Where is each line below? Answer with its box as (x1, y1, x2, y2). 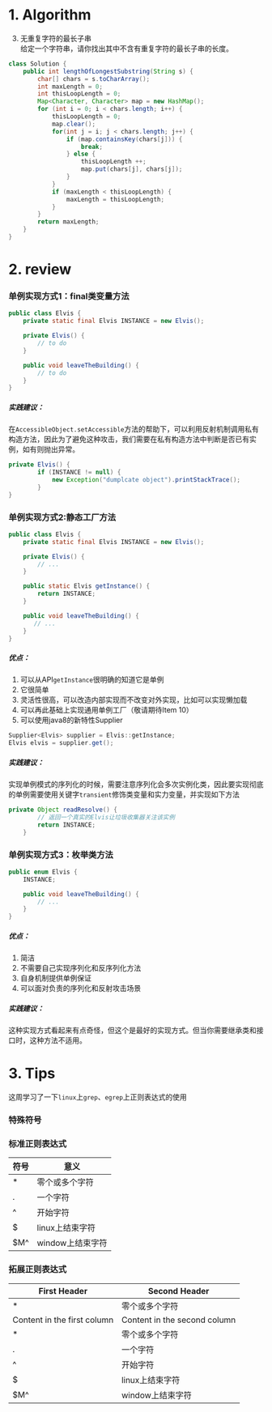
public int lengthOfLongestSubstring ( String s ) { (23, 67, 194, 75)
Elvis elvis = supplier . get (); (8, 739, 114, 747)
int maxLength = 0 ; (37, 83, 104, 91)
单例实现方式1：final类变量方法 (8, 291, 130, 302)
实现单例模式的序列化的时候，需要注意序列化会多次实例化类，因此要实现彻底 (8, 780, 264, 789)
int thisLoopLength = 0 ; (37, 90, 121, 98)
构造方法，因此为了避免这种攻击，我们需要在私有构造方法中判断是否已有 (8, 435, 249, 444)
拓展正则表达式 (8, 1264, 67, 1275)
